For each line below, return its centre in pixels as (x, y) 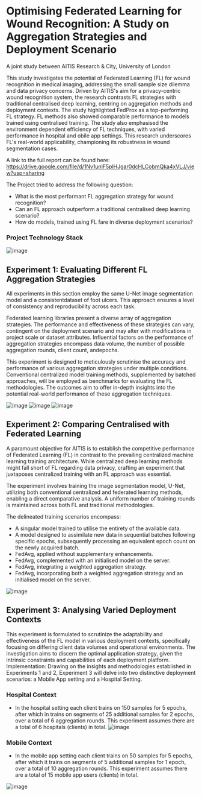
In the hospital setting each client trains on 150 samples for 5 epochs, (101, 707)
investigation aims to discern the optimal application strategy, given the (94, 653)
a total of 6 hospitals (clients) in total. (61, 727)
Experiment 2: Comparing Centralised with (88, 424)
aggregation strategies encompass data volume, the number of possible (96, 344)
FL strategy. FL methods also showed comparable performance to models (98, 116)
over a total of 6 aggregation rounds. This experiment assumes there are (105, 720)
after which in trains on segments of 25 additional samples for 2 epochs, (105, 714)
